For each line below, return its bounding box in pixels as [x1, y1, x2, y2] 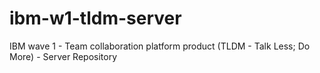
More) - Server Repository [9, 50, 118, 62]
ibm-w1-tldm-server [9, 7, 182, 30]
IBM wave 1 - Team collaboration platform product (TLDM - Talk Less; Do [9, 40, 311, 52]
